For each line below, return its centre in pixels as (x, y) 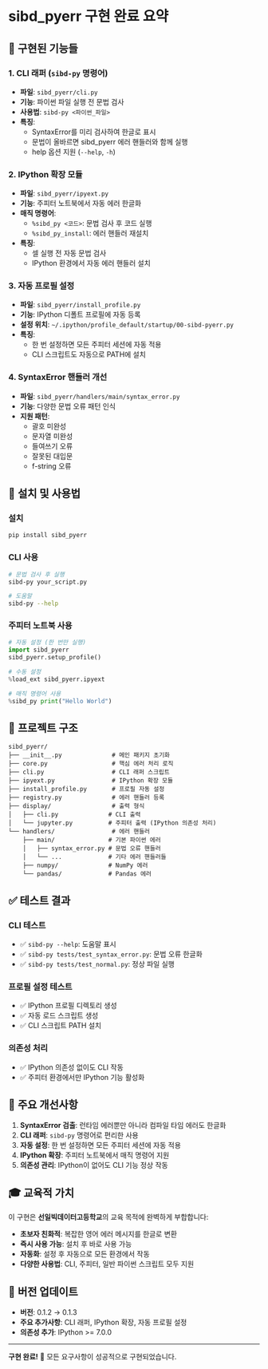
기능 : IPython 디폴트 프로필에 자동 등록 (80, 315)
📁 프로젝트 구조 (43, 728)
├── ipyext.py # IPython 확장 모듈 (91, 781)
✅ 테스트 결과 (39, 900)
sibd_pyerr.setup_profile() (55, 658)
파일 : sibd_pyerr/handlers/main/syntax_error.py (100, 396)
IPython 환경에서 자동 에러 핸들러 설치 (91, 263)
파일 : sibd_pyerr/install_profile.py (80, 305)
